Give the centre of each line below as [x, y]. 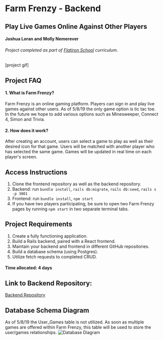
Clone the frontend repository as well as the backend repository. [77, 184]
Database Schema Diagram [47, 310]
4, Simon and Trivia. [25, 119]
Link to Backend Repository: [49, 283]
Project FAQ [23, 80]
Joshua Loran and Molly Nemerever [42, 39]
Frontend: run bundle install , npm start [53, 199]
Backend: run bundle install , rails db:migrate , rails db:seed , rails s [84, 189]
